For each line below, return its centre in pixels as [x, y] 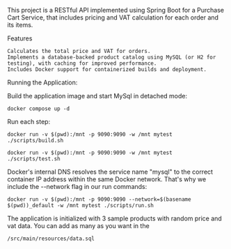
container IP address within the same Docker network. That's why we [107, 179]
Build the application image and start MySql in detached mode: [97, 96]
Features [20, 38]
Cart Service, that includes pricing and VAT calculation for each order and [113, 17]
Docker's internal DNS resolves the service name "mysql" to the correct [110, 172]
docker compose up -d [39, 109]
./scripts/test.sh [34, 159]
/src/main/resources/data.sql [51, 239]
